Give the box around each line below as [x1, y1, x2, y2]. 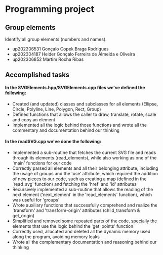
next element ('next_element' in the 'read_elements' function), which [12, 192, 152, 198]
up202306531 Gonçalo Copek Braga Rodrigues [12, 46, 109, 51]
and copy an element [12, 116, 55, 122]
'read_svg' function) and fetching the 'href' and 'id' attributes [12, 181, 137, 187]
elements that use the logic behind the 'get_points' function [12, 223, 133, 229]
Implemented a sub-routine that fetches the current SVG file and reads [12, 150, 156, 155]
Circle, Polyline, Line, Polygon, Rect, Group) [12, 106, 101, 112]
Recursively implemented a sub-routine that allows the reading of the [12, 186, 153, 192]
